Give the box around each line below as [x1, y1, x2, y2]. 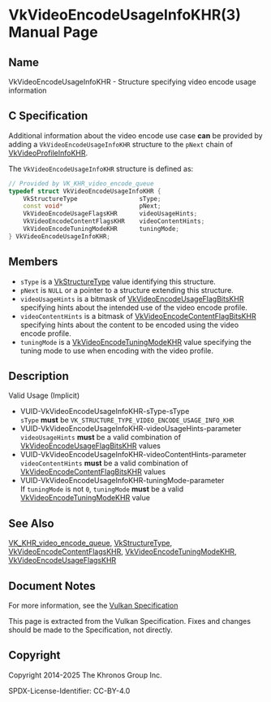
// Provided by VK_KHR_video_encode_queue [8, 179, 154, 188]
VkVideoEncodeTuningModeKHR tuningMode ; [23, 225, 180, 233]
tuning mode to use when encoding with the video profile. [19, 346, 213, 355]
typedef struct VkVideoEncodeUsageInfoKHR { [8, 187, 161, 195]
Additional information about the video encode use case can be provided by [8, 130, 263, 140]
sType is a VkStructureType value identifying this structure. [19, 277, 217, 286]
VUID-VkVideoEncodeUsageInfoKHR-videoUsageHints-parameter [19, 424, 242, 434]
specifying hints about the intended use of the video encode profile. [19, 303, 247, 312]
